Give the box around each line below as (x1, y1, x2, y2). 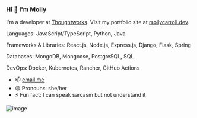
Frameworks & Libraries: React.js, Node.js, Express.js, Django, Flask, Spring (6, 41, 192, 49)
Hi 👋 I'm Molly (6, 5, 47, 14)
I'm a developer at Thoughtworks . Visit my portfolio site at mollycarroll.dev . (6, 19, 190, 26)
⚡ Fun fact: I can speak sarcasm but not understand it (14, 91, 146, 99)
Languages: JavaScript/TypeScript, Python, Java (6, 30, 126, 37)
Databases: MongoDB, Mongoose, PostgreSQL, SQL (6, 53, 134, 60)
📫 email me (14, 76, 45, 83)
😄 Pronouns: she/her (14, 85, 67, 92)
